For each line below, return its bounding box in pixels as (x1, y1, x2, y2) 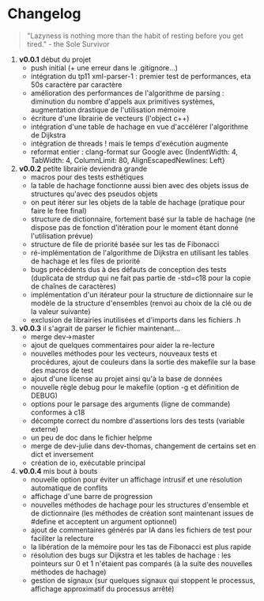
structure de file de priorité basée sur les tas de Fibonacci (30, 239, 220, 249)
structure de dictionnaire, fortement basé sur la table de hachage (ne (30, 214, 256, 224)
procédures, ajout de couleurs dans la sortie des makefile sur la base (30, 357, 256, 366)
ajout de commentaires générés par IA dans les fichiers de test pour (30, 525, 252, 535)
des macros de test (30, 365, 94, 375)
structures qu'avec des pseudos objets (30, 189, 159, 198)
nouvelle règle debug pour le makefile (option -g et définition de (30, 382, 239, 391)
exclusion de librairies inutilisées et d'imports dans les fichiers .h (30, 315, 241, 324)
